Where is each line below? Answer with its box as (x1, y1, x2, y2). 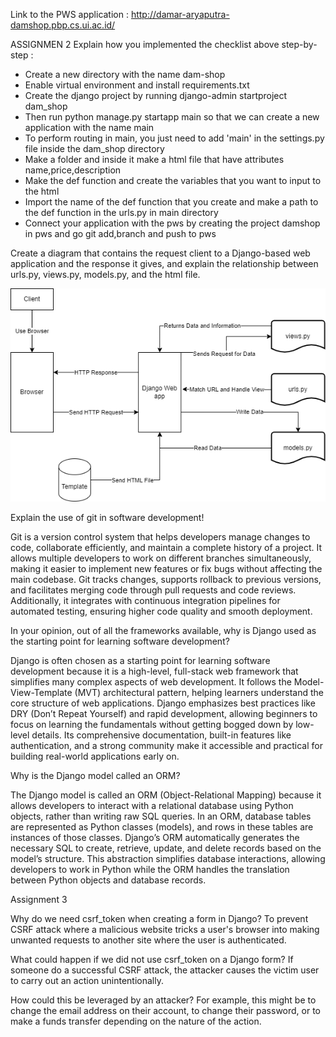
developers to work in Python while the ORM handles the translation (10, 864, 290, 876)
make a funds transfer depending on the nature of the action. (10, 1015, 262, 1028)
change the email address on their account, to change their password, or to (10, 1005, 322, 1017)
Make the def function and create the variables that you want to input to (24, 175, 322, 186)
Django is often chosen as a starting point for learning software (10, 655, 271, 667)
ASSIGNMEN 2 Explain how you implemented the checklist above (10, 39, 280, 50)
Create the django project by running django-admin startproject (24, 90, 288, 101)
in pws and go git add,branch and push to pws (24, 228, 217, 239)
